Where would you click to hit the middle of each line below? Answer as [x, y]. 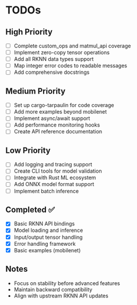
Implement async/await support [52, 118]
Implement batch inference [46, 191]
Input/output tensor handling [48, 237]
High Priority [29, 32]
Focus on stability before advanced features [67, 283]
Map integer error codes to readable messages [71, 66]
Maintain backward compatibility [53, 289]
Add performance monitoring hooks [57, 125]
